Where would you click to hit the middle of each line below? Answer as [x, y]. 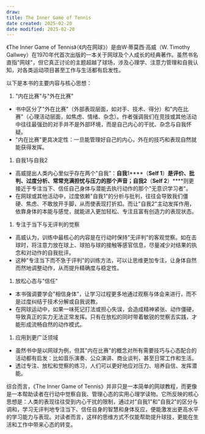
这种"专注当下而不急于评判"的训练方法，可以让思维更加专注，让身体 [100, 260]
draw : [13, 12]
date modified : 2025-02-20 [41, 29]
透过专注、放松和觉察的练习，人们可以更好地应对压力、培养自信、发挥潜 [106, 366]
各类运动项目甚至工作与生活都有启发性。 [73, 70]
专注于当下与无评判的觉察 [47, 224]
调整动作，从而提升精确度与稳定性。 [77, 268]
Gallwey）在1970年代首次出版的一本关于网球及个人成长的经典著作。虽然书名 [102, 55]
